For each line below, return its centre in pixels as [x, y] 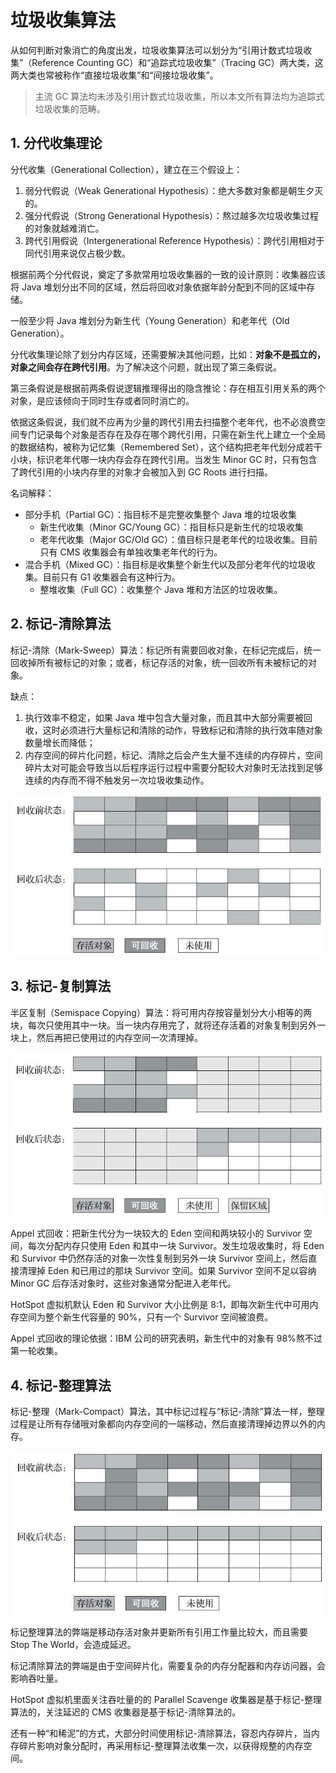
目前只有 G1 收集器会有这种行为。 [111, 577]
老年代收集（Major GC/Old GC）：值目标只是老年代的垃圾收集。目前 [178, 539]
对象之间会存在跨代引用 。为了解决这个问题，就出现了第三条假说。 [146, 367]
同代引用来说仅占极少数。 [77, 253]
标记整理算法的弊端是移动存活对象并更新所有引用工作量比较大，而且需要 [159, 1632]
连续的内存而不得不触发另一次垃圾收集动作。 [117, 780]
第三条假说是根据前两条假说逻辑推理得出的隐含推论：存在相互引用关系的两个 [168, 388]
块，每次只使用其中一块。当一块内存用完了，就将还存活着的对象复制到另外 [163, 1025]
